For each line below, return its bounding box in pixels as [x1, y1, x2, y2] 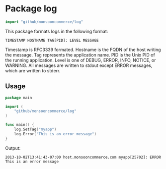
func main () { [5, 122, 35, 127]
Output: [5, 145, 21, 151]
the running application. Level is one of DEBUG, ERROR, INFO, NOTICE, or [5, 57, 156, 63]
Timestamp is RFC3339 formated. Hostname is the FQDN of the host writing [5, 47, 161, 53]
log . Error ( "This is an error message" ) [14, 131, 97, 136]
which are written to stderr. [5, 67, 61, 73]
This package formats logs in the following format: [5, 28, 108, 34]
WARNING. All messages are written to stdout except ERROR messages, [5, 62, 153, 68]
